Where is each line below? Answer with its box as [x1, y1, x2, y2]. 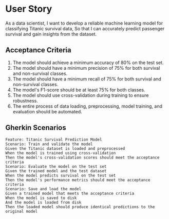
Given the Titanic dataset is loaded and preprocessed [5, 146, 125, 151]
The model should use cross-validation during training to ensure [12, 92, 149, 98]
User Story [5, 3, 52, 15]
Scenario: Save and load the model [5, 186, 82, 191]
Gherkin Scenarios [5, 124, 66, 132]
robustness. [12, 97, 39, 104]
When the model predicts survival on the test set [5, 173, 116, 178]
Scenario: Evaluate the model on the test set [5, 164, 107, 169]
